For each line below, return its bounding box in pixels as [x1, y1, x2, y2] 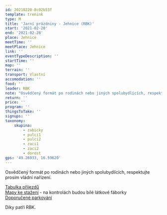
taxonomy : [5, 118, 26, 123]
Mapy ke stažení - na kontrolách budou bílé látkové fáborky [5, 189, 127, 195]
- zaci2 [23, 146, 39, 151]
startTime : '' [5, 58, 35, 63]
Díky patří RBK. [5, 204, 36, 210]
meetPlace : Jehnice [5, 44, 46, 49]
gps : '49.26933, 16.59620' [5, 155, 61, 160]
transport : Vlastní [5, 72, 46, 77]
